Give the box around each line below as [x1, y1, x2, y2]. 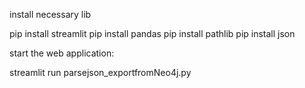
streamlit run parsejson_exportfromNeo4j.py [9, 67, 192, 78]
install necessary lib [9, 9, 92, 20]
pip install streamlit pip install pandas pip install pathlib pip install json [9, 28, 296, 39]
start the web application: [9, 47, 115, 59]
